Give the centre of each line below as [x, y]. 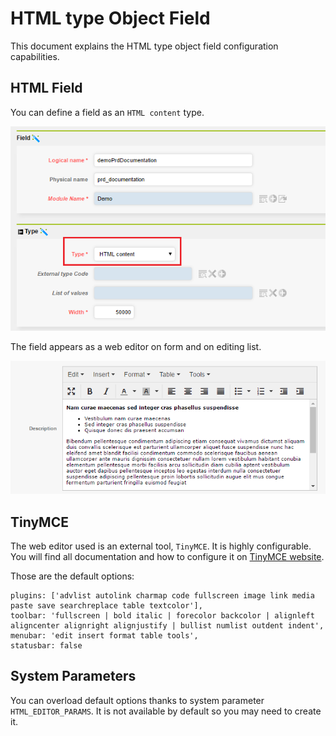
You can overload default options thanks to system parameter [137, 700]
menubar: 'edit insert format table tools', [104, 635]
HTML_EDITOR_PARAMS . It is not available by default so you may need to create [166, 711]
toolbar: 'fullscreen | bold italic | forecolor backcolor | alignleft [162, 615]
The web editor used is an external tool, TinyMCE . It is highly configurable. [161, 546]
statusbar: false [46, 645]
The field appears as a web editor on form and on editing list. [136, 347]
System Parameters [73, 676]
